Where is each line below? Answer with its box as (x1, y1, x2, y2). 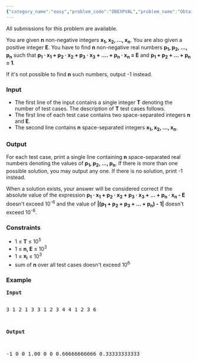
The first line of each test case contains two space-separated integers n (14, 112, 190, 119)
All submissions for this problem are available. (6, 25, 118, 32)
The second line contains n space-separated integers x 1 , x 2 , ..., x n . (14, 124, 178, 133)
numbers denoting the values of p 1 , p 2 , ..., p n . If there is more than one (6, 160, 178, 168)
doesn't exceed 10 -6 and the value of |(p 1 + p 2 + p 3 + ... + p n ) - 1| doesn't (6, 199, 184, 208)
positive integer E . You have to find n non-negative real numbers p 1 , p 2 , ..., (6, 44, 187, 53)
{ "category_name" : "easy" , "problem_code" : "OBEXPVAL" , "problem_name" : (6, 8, 178, 15)
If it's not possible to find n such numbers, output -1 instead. (6, 71, 153, 78)
